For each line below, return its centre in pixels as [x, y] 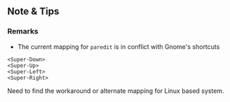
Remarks [23, 31]
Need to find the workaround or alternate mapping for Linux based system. [116, 91]
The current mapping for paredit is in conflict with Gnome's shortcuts [119, 46]
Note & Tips [33, 12]
